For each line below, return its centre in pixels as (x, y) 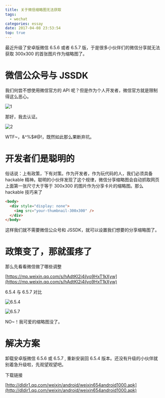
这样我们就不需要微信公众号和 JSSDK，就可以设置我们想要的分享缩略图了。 (82, 230)
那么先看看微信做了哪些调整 (33, 266)
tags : (11, 14)
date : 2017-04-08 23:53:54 (33, 28)
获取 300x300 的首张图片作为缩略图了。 (46, 54)
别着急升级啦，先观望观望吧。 (35, 365)
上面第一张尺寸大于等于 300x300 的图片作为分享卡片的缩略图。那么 (74, 186)
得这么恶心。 (18, 96)
